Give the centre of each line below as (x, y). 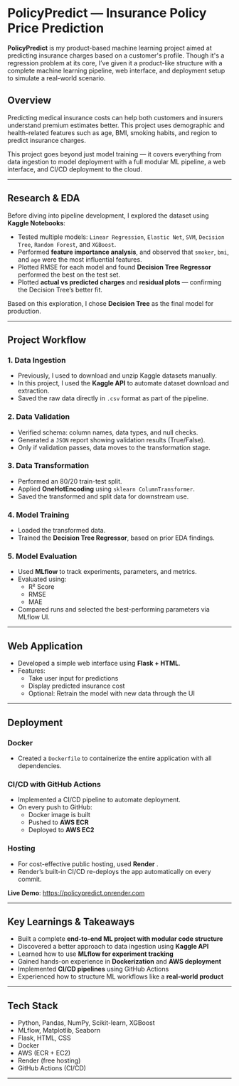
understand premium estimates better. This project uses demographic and (116, 125)
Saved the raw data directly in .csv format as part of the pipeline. (113, 398)
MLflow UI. (33, 617)
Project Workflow (47, 340)
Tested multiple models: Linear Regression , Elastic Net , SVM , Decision (121, 237)
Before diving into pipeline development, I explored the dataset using (108, 215)
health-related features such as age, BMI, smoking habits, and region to (112, 132)
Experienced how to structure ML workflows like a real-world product (121, 976)
